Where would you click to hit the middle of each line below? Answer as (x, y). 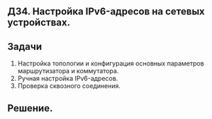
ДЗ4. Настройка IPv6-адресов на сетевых (106, 12)
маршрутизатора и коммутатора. (68, 71)
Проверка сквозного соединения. (69, 86)
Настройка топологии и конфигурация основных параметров (111, 63)
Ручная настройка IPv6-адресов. (68, 79)
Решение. (30, 108)
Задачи (25, 46)
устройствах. (39, 23)
